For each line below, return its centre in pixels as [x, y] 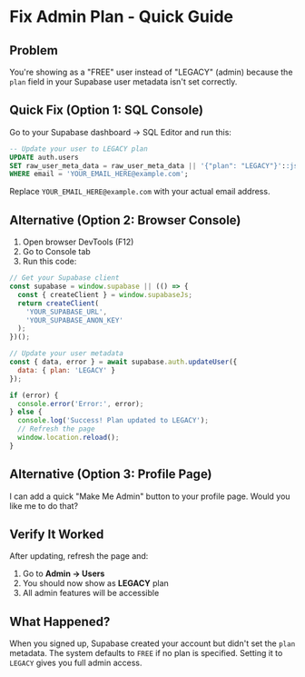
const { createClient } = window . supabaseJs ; [105, 294]
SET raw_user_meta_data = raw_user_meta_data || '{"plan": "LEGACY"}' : [148, 165]
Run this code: [49, 262]
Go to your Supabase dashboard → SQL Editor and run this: [120, 132]
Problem [34, 50]
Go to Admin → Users [64, 573]
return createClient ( [59, 303]
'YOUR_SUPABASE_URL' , [66, 312]
